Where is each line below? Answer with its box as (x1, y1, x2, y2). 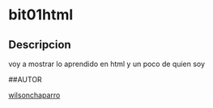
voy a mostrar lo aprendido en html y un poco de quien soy (8, 59, 205, 69)
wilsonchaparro (8, 90, 61, 100)
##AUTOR (8, 75, 42, 84)
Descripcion (8, 38, 71, 52)
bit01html (8, 6, 74, 24)
